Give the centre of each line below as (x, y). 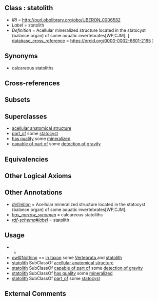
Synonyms (21, 56)
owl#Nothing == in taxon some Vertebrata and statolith (67, 257)
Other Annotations (33, 193)
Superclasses (26, 116)
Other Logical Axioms (38, 176)
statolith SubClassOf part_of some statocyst (56, 278)
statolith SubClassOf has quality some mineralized (62, 273)
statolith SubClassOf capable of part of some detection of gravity (77, 268)
